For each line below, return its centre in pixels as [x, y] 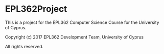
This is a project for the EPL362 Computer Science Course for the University [82, 22]
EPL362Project [36, 9]
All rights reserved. [24, 46]
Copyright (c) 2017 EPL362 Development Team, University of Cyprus [74, 37]
